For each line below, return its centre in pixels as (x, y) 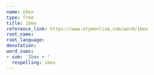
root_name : (20, 34)
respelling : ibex (34, 62)
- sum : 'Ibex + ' (28, 57)
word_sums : (20, 51)
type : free (20, 18)
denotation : (21, 46)
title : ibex (21, 23)
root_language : (26, 40)
